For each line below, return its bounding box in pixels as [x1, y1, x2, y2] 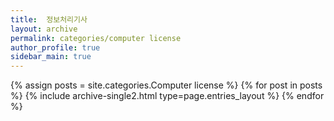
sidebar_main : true [10, 52, 92, 62]
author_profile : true [10, 42, 101, 53]
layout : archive [10, 24, 78, 34]
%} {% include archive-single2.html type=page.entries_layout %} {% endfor [10, 90, 325, 102]
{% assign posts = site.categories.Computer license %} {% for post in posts [10, 79, 323, 91]
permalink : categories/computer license [10, 33, 182, 43]
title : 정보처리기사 [10, 14, 88, 25]
